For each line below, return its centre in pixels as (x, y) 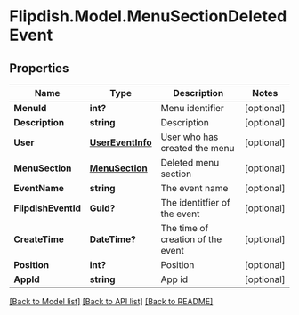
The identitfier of (195, 202)
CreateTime (39, 239)
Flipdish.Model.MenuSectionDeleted (148, 16)
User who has (190, 137)
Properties (39, 68)
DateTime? (113, 239)
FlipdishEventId (48, 208)
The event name (194, 188)
